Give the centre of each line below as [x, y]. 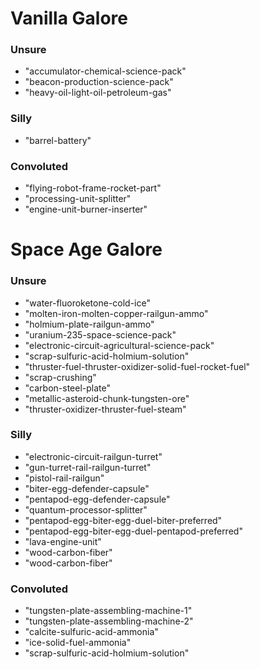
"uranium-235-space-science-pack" [100, 334]
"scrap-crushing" [60, 377]
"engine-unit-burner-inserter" [86, 209]
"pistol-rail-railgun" [64, 478]
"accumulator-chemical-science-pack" [105, 71]
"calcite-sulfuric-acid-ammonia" [91, 632]
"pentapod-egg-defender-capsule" [97, 499]
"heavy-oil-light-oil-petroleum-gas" [98, 93]
